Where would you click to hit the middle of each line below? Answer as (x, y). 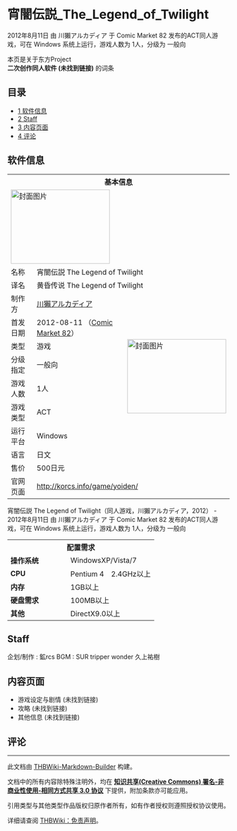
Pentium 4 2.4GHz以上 (110, 574)
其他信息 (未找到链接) (48, 717)
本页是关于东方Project (39, 59)
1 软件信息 (32, 111)
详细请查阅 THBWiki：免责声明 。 (55, 820)
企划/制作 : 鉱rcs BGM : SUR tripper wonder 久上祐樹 (84, 657)
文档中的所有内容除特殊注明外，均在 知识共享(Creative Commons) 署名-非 (116, 782)
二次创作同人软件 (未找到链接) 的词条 (61, 68)
